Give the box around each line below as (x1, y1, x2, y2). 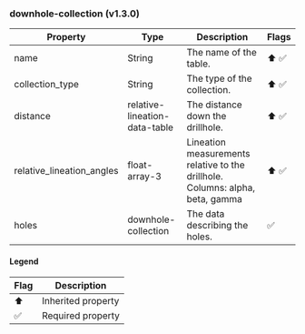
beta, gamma (186, 193, 243, 206)
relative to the (186, 158, 245, 171)
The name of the (186, 46, 257, 59)
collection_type (14, 78, 80, 91)
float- (126, 158, 153, 171)
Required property (42, 309, 120, 321)
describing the (186, 219, 249, 232)
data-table (126, 121, 174, 134)
